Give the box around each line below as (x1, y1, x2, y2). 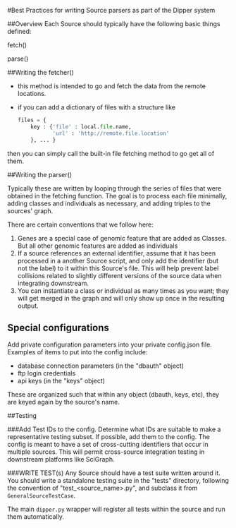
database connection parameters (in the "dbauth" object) (17, 361, 185, 370)
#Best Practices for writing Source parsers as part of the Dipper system (7, 6, 216, 14)
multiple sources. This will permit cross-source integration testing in (7, 448, 205, 456)
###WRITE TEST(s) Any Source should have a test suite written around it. (7, 469, 221, 477)
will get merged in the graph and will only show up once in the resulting (17, 294, 225, 302)
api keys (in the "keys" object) (17, 377, 106, 385)
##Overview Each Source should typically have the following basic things (7, 20, 221, 28)
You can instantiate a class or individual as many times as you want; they (17, 286, 229, 295)
